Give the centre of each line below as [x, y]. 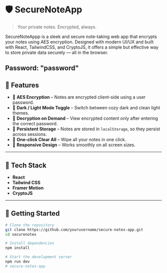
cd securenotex [21, 234]
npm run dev [17, 262]
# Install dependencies [30, 243]
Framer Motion [28, 188]
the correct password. [35, 124]
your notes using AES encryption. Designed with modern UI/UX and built [80, 42]
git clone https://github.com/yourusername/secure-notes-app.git [74, 230]
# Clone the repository [30, 225]
